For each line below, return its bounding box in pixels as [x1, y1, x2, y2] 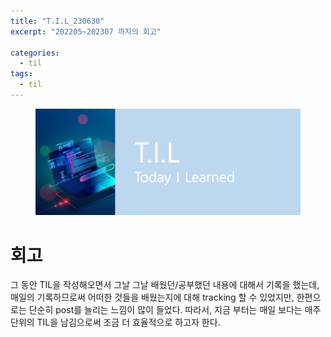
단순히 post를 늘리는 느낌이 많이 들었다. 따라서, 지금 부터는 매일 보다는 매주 [28, 304, 322, 316]
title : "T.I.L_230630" [10, 16, 105, 26]
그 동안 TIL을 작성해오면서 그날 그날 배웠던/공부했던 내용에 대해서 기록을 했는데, [10, 279, 320, 291]
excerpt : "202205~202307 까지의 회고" [10, 26, 162, 37]
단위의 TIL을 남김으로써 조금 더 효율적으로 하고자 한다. [10, 316, 221, 329]
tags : [10, 69, 33, 79]
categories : [10, 48, 60, 58]
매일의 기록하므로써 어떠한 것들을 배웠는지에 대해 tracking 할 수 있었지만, [10, 291, 295, 304]
